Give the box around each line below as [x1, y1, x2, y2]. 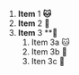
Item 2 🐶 [17, 18, 50, 29]
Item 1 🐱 [17, 9, 52, 19]
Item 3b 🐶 [31, 46, 67, 57]
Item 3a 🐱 [31, 37, 70, 47]
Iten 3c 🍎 [31, 56, 66, 66]
